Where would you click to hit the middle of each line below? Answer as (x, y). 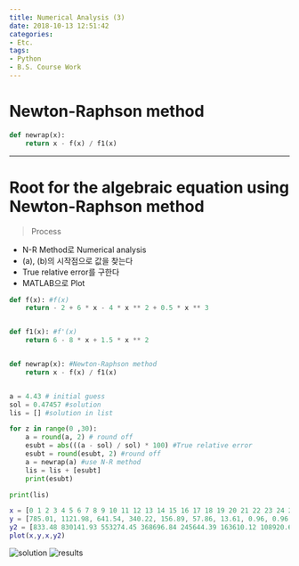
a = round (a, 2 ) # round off (79, 438)
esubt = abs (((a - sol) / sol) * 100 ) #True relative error (139, 446)
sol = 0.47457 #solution (55, 405)
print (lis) (29, 495)
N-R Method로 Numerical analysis (84, 250)
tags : (19, 51)
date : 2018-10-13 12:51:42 (59, 26)
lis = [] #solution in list (61, 413)
